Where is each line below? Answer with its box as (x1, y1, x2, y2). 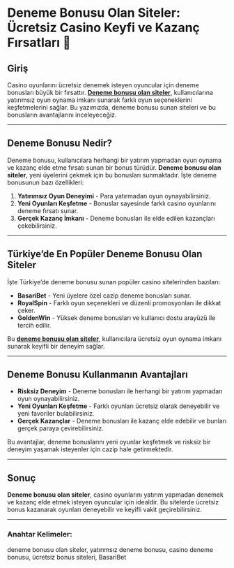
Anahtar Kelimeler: (7, 530, 72, 539)
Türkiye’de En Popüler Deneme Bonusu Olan (7, 248, 203, 260)
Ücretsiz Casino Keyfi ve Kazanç (7, 20, 201, 36)
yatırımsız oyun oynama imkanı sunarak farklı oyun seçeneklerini (7, 96, 193, 104)
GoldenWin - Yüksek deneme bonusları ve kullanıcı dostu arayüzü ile (17, 313, 216, 322)
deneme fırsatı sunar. (17, 206, 79, 214)
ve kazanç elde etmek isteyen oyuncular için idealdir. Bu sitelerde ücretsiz (7, 498, 219, 507)
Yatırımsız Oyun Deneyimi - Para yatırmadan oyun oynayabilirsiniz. (17, 191, 211, 200)
